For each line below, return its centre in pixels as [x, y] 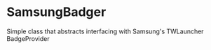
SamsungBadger [56, 12]
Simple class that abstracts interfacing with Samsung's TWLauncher [105, 31]
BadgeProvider [28, 38]
